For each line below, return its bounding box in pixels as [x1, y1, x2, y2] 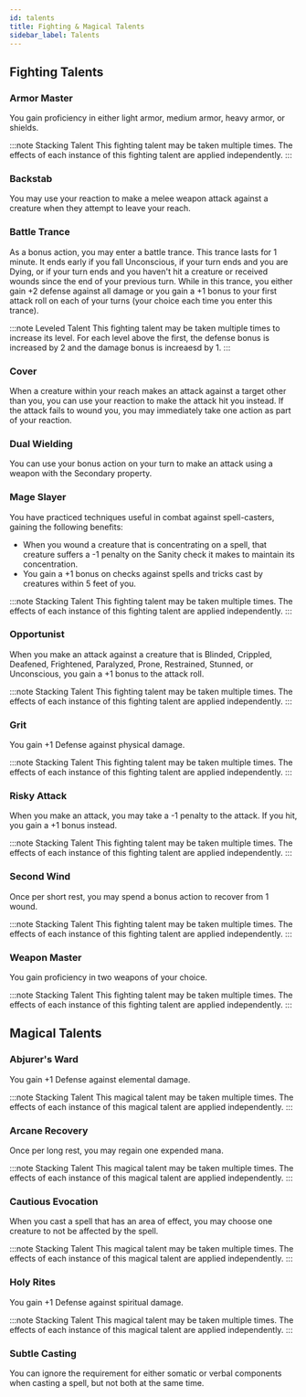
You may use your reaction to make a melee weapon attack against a [9, 193, 269, 204]
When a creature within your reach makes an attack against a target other [9, 385, 287, 396]
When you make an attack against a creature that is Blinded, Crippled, [9, 648, 272, 659]
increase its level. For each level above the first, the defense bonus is [9, 332, 269, 343]
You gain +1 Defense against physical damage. [9, 740, 185, 751]
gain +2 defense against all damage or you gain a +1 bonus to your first [9, 285, 277, 296]
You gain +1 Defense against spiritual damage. [9, 1296, 185, 1307]
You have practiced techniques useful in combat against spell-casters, [9, 511, 275, 522]
